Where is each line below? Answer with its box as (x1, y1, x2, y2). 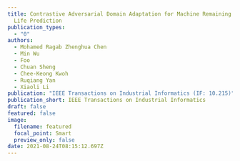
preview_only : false (14, 136, 75, 143)
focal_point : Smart (14, 130, 72, 137)
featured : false (7, 110, 56, 117)
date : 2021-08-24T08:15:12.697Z (7, 143, 104, 150)
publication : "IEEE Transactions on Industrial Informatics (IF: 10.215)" (7, 90, 235, 97)
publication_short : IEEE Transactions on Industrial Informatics (7, 97, 206, 104)
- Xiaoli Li (14, 83, 50, 90)
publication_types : (7, 24, 66, 31)
